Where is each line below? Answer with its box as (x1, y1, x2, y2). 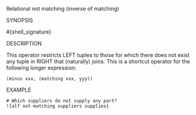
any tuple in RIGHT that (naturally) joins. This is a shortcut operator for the (6, 58, 190, 65)
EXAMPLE (6, 86, 31, 93)
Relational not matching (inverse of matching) (6, 5, 119, 12)
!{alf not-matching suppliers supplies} (6, 103, 110, 109)
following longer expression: (6, 64, 77, 71)
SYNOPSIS (6, 17, 33, 23)
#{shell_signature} (6, 28, 52, 35)
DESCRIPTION (6, 40, 42, 47)
